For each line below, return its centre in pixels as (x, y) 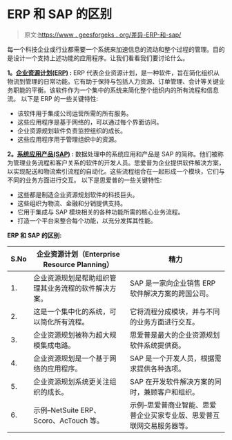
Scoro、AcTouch (61, 421)
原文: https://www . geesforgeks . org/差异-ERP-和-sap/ (103, 35)
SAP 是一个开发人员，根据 (172, 358)
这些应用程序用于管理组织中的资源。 (69, 139)
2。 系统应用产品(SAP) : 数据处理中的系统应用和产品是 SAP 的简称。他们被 (113, 154)
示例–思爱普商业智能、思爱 (173, 405)
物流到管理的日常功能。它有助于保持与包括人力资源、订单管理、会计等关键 (113, 81)
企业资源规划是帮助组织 (71, 277)
